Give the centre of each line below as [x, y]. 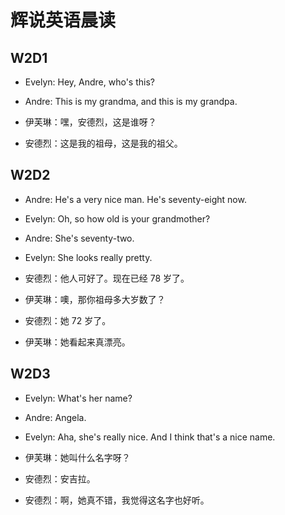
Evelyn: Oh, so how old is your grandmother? [117, 218]
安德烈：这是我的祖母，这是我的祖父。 [103, 143]
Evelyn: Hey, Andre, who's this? [89, 82]
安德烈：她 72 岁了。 [68, 320]
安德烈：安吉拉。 [60, 478]
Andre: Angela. [55, 417]
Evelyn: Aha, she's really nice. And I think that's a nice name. [150, 437]
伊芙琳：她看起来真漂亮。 [77, 342]
